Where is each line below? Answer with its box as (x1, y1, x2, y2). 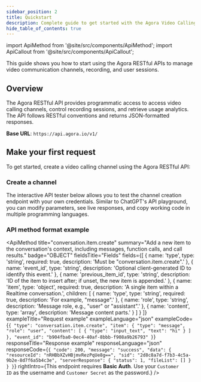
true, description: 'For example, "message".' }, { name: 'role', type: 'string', (6, 297, 188, 304)
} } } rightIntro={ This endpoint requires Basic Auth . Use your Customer (6, 363, 179, 370)
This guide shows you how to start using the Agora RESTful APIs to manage (6, 60, 193, 67)
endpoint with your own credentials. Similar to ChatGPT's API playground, (6, 198, 188, 205)
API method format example (6, 225, 90, 234)
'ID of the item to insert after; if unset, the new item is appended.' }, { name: (6, 277, 193, 285)
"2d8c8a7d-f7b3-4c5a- (137, 352, 191, 359)
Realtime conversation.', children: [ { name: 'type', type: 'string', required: (6, 290, 185, 297)
